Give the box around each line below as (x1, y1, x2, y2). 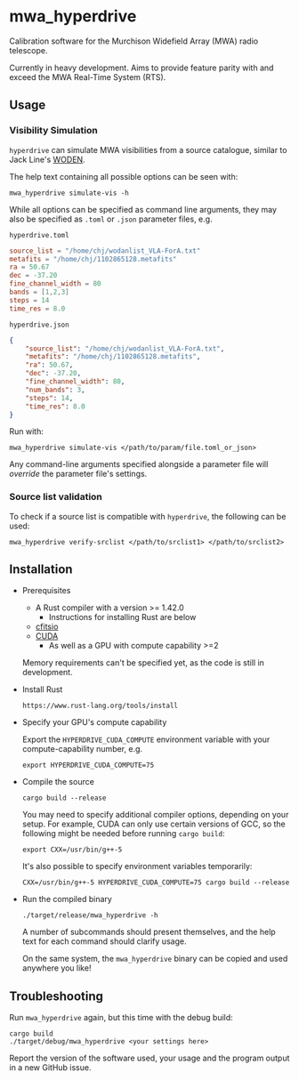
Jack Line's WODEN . (9, 154, 86, 165)
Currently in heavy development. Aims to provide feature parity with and (9, 62, 274, 73)
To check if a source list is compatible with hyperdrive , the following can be (9, 511, 287, 521)
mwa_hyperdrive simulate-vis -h (9, 189, 129, 197)
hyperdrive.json (9, 320, 69, 329)
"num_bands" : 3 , (25, 385, 86, 394)
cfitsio (35, 621, 59, 633)
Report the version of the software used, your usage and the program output (9, 1052, 290, 1064)
